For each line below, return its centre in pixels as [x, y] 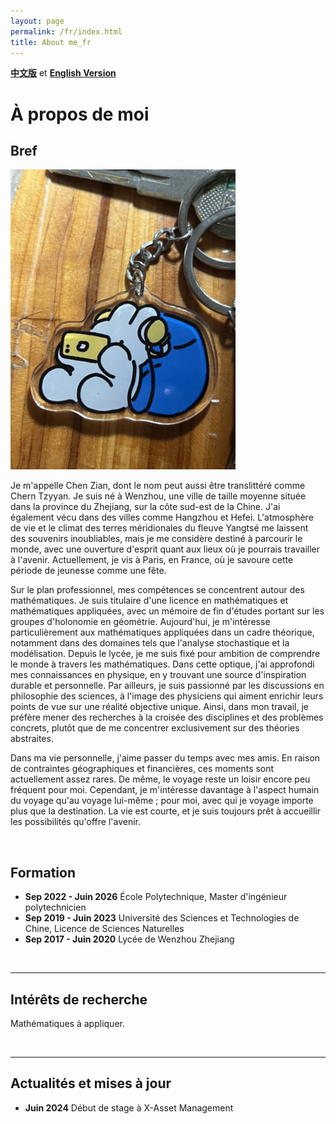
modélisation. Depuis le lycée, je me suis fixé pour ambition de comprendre [165, 654]
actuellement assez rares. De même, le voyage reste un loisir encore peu [160, 779]
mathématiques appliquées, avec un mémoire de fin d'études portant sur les [167, 611]
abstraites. [32, 739]
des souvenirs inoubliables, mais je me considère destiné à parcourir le [156, 539]
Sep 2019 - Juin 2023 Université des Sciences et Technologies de [162, 918]
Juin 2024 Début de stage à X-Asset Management [129, 1107]
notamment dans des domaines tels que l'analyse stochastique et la [150, 643]
